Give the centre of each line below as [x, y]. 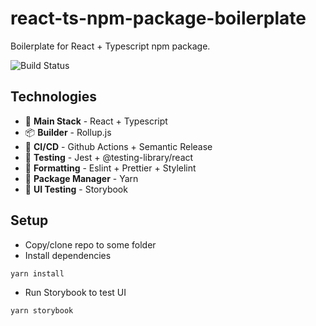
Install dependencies [68, 255]
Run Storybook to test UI [75, 293]
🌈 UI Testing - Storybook [76, 189]
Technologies [54, 97]
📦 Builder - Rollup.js [68, 132]
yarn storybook [42, 311]
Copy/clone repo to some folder [90, 244]
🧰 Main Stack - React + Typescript [96, 121]
